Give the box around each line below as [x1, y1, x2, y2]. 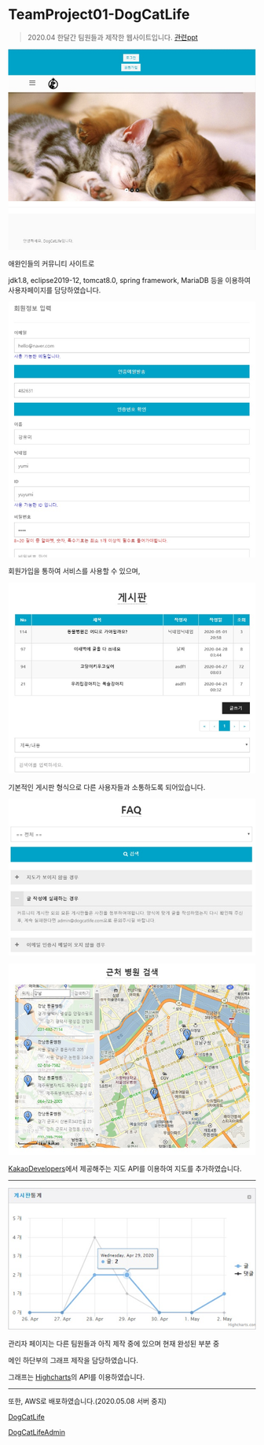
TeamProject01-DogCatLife [8, 6, 190, 24]
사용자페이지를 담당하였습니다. [8, 285, 101, 295]
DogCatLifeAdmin [8, 1428, 65, 1437]
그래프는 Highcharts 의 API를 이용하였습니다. [8, 1372, 145, 1382]
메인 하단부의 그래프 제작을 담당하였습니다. [8, 1356, 139, 1365]
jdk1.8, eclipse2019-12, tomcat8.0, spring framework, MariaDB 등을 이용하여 [8, 276, 251, 285]
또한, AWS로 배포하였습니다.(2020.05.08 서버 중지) [8, 1397, 167, 1406]
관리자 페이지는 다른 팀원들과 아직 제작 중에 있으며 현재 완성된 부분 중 [8, 1339, 220, 1349]
